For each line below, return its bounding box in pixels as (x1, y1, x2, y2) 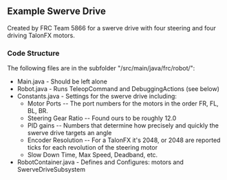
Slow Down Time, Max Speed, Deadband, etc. (27, 151, 158, 159)
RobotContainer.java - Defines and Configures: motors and (17, 158, 184, 166)
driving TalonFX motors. (7, 31, 76, 39)
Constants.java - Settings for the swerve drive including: (17, 92, 177, 101)
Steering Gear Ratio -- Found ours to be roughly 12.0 (27, 114, 177, 123)
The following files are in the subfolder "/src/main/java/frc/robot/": (7, 64, 195, 72)
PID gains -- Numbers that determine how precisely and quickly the (27, 121, 219, 130)
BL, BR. (27, 107, 48, 115)
